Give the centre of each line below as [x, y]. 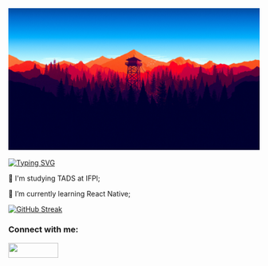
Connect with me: [43, 229]
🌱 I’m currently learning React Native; [69, 193]
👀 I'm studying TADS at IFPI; [55, 178]
